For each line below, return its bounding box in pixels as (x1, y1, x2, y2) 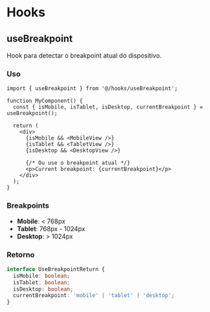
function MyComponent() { (6, 97, 83, 105)
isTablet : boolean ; (13, 279, 71, 286)
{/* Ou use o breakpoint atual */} (25, 160, 131, 167)
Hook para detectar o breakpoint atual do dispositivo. (6, 51, 162, 60)
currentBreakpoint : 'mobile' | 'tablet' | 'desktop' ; (13, 292, 175, 299)
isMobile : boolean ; (13, 272, 71, 279)
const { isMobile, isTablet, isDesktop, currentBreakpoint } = (13, 104, 203, 111)
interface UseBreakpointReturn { (6, 265, 105, 273)
